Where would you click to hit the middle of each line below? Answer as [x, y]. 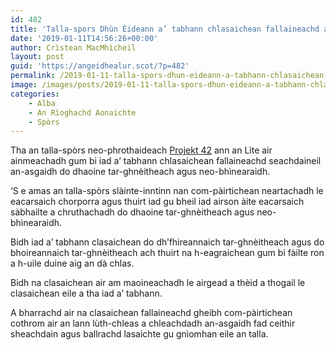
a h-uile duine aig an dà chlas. [72, 263]
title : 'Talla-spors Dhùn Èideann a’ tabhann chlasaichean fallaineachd [165, 29]
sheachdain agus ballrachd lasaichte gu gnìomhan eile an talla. [139, 334]
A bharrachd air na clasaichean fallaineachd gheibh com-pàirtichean [151, 313]
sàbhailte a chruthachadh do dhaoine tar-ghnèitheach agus [132, 212]
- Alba [42, 103]
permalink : [33, 76]
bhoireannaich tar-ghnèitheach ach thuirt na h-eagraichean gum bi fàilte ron [167, 253]
